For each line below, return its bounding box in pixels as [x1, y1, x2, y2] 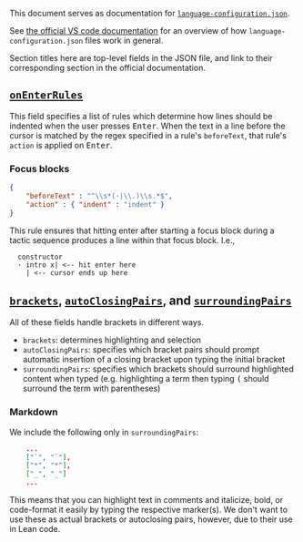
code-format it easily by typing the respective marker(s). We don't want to [9, 505, 288, 516]
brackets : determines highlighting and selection [22, 334, 202, 345]
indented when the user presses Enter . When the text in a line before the [9, 120, 286, 131]
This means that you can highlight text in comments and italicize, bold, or [9, 495, 284, 506]
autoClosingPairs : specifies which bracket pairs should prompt [22, 344, 260, 355]
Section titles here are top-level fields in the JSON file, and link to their [9, 53, 273, 63]
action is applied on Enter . [9, 139, 113, 150]
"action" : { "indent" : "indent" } [25, 199, 166, 209]
